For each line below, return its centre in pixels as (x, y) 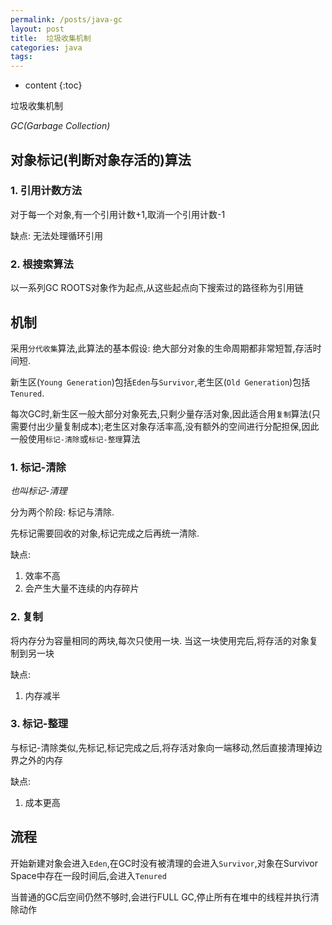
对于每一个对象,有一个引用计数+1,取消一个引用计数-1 (118, 214)
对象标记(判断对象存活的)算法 (101, 159)
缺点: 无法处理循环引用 (56, 235)
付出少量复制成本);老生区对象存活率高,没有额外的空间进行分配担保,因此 (173, 426)
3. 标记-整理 (39, 724)
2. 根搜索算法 (42, 264)
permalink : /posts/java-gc (66, 19)
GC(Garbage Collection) (60, 126)
